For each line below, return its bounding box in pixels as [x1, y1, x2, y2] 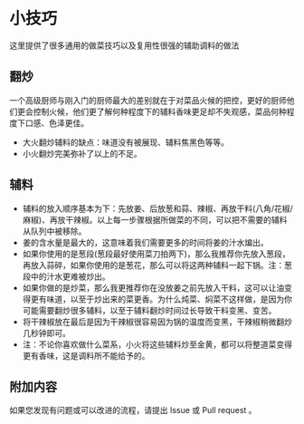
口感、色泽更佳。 [24, 117, 89, 128]
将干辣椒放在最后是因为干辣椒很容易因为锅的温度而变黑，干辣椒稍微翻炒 [22, 316, 292, 327]
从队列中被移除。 [22, 226, 87, 236]
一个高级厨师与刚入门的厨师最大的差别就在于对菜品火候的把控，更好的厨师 [9, 94, 287, 105]
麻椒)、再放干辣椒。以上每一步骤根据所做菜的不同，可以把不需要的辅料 [22, 214, 288, 225]
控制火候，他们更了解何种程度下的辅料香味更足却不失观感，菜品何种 [33, 106, 287, 117]
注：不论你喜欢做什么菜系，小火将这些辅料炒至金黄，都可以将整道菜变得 [22, 339, 292, 350]
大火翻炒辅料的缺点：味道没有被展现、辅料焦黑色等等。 [22, 137, 229, 148]
